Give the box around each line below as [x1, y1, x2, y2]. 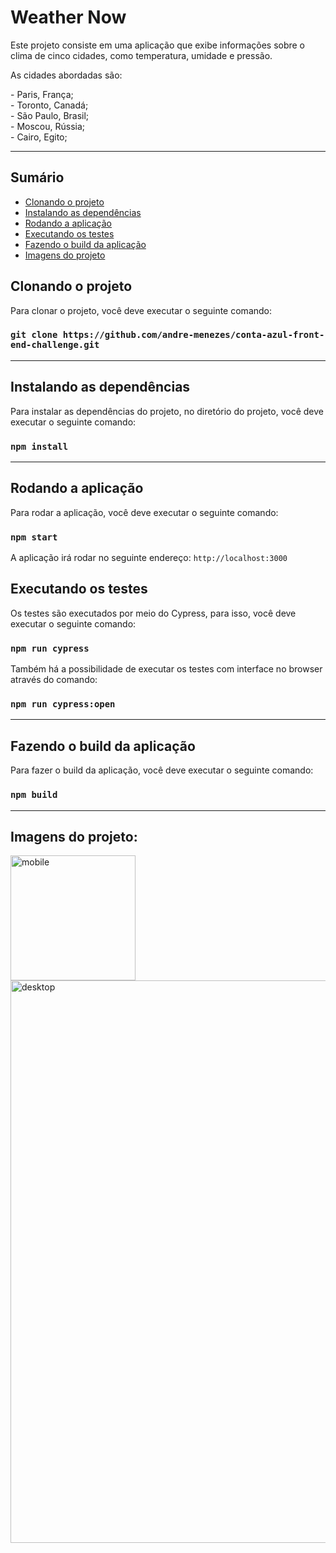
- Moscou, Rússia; [10, 120, 85, 132]
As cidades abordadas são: [10, 69, 123, 81]
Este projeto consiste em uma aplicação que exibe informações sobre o [10, 39, 306, 51]
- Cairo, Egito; [10, 131, 68, 143]
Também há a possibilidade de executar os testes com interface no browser [10, 663, 323, 675]
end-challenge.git [10, 339, 100, 351]
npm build [10, 789, 58, 801]
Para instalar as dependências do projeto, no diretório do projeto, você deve [10, 405, 324, 417]
